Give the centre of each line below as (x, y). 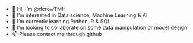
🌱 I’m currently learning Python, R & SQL (61, 21)
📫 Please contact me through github (57, 34)
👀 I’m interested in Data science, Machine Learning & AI (80, 15)
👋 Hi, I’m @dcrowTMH (39, 9)
